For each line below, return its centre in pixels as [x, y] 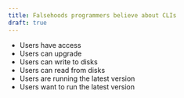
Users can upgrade [51, 53]
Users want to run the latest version [77, 86]
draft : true [27, 23]
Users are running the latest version [77, 78]
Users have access [50, 45]
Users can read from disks [62, 70]
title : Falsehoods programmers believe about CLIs [92, 15]
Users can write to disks [58, 62]
